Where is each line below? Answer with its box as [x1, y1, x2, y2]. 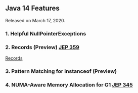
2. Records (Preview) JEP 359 [5, 43, 80, 51]
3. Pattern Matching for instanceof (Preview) [5, 68, 117, 75]
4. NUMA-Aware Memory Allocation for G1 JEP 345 [5, 81, 133, 88]
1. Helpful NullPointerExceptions [5, 30, 86, 37]
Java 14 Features [5, 4, 60, 13]
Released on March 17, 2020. [5, 17, 66, 23]
